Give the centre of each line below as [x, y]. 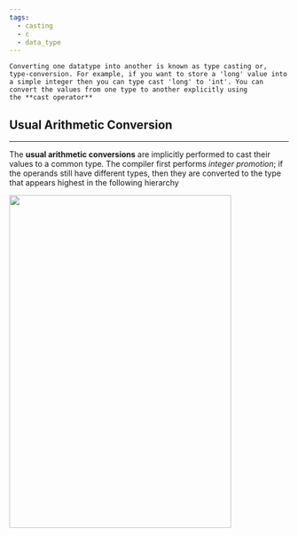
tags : [19, 17]
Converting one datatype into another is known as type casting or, [138, 67]
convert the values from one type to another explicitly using [129, 90]
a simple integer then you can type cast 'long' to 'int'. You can [137, 82]
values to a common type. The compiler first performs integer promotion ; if [146, 164]
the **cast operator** [51, 98]
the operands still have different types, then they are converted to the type [145, 173]
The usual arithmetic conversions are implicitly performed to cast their [140, 154]
